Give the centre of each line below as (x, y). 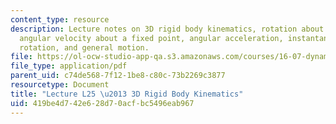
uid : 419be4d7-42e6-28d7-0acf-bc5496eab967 (102, 103)
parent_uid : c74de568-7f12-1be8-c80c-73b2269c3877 (118, 76)
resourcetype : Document (60, 85)
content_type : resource (60, 19)
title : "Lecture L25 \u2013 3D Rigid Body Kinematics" (127, 94)
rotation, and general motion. (84, 47)
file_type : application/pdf (69, 66)
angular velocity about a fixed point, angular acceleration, (151, 38)
